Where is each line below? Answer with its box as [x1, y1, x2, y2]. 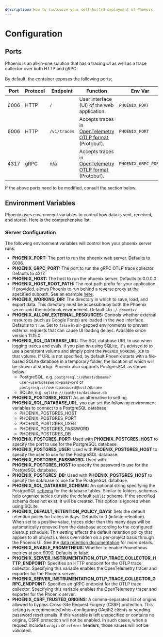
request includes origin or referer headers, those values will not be [12, 622, 149, 628]
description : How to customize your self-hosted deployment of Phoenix [5, 7, 153, 12]
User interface [79, 95, 112, 102]
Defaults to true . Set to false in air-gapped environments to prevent [12, 322, 148, 328]
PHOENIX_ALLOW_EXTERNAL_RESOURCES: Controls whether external [12, 312, 157, 318]
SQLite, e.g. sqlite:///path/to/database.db [19, 389, 107, 395]
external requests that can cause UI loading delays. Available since [12, 327, 146, 333]
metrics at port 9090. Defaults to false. [12, 550, 90, 556]
